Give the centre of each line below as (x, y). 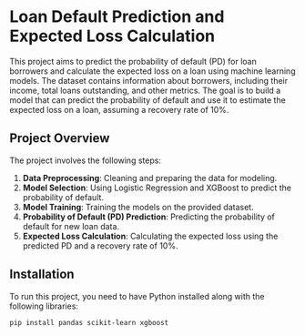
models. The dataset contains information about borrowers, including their (149, 80)
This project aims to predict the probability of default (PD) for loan (133, 61)
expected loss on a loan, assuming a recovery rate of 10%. (119, 109)
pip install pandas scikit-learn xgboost (89, 322)
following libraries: (44, 306)
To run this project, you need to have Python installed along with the (137, 296)
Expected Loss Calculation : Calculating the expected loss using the (150, 236)
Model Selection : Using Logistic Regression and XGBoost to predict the (157, 188)
